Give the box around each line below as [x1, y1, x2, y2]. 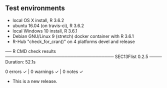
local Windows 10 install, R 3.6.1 [12, 27, 77, 34]
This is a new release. [12, 78, 57, 84]
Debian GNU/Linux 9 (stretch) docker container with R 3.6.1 [12, 33, 134, 39]
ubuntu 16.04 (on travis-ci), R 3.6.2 [12, 22, 84, 28]
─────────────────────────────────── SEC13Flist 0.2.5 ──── [5, 53, 162, 59]
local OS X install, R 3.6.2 [12, 17, 64, 23]
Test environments [5, 4, 65, 12]
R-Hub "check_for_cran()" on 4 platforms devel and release [12, 38, 135, 44]
